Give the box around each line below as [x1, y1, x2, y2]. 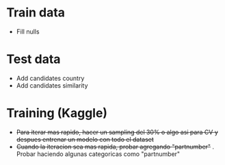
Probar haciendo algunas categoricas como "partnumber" [16, 149, 181, 158]
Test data [6, 51, 61, 67]
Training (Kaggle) [6, 105, 107, 121]
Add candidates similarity [16, 81, 88, 90]
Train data [6, 5, 66, 21]
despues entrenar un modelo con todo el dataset [16, 135, 155, 143]
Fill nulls [16, 27, 40, 36]
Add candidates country [16, 74, 85, 82]
